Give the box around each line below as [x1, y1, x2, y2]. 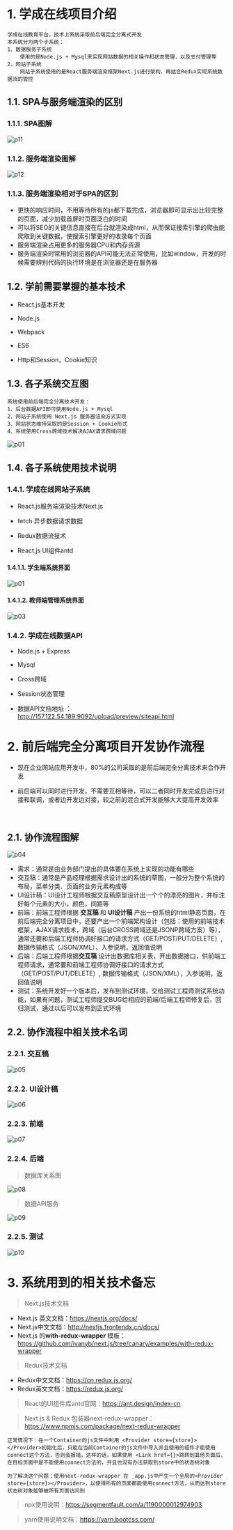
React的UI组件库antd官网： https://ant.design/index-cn [24, 1399, 181, 1407]
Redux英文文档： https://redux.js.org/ [17, 1384, 124, 1393]
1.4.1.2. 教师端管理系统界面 [7, 596, 85, 605]
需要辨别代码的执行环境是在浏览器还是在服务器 [23, 258, 158, 267]
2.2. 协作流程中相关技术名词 [7, 1026, 127, 1038]
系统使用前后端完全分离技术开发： [7, 398, 90, 405]
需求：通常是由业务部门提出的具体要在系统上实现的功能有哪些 [17, 865, 195, 873]
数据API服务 [24, 1199, 59, 1207]
